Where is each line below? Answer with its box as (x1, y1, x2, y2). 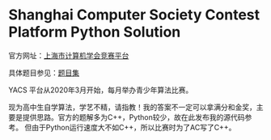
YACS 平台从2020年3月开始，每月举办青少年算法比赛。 (8, 85, 193, 95)
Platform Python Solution (8, 23, 181, 41)
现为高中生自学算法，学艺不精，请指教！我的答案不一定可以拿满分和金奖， (8, 102, 256, 112)
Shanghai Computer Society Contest (8, 6, 260, 24)
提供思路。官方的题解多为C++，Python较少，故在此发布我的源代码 (22, 112, 245, 122)
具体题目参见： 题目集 (8, 67, 79, 78)
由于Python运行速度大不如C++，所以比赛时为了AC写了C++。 (31, 122, 236, 132)
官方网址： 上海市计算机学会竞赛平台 (8, 50, 129, 60)
